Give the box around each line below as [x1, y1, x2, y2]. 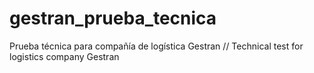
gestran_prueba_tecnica [9, 7, 217, 30]
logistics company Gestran [9, 50, 120, 62]
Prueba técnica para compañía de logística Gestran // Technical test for [9, 40, 304, 52]
